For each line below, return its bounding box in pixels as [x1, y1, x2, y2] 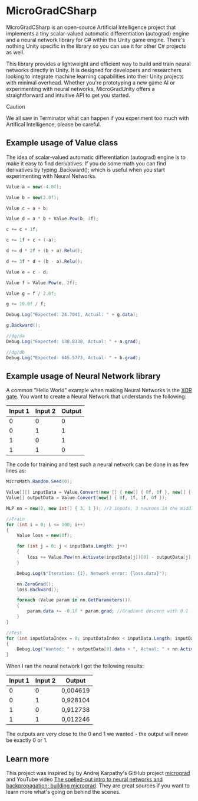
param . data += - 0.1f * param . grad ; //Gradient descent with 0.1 [27, 608, 189, 614]
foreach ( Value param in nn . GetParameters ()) [16, 597, 131, 603]
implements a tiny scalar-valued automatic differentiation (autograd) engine [6, 30, 190, 37]
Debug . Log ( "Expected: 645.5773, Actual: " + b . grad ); [6, 354, 141, 361]
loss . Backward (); [16, 587, 60, 592]
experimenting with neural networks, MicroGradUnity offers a [6, 85, 155, 92]
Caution [6, 103, 25, 110]
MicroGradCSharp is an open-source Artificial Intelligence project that [6, 24, 176, 31]
